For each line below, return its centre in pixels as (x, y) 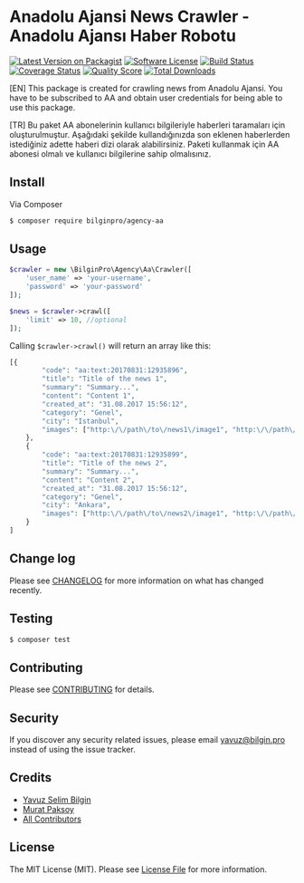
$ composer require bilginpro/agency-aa (87, 221)
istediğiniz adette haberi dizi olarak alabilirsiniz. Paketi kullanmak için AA (144, 144)
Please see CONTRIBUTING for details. (82, 689)
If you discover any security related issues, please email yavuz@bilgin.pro (147, 740)
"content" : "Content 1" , (89, 396)
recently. (26, 590)
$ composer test (40, 639)
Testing (31, 619)
